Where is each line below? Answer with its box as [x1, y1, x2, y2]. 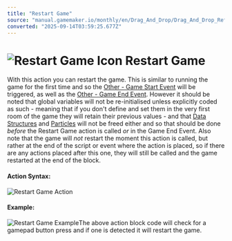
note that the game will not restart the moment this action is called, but [7, 134, 209, 142]
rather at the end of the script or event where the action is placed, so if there [7, 142, 225, 150]
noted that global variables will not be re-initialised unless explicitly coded [7, 97, 217, 106]
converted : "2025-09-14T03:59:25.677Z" [7, 23, 122, 30]
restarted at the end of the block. [7, 156, 101, 164]
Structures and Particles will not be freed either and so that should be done [7, 119, 221, 128]
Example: [7, 203, 35, 211]
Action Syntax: [7, 172, 51, 180]
